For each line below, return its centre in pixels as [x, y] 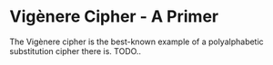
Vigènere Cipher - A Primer [114, 17]
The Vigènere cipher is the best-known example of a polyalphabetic [136, 42]
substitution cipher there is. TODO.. [76, 51]
